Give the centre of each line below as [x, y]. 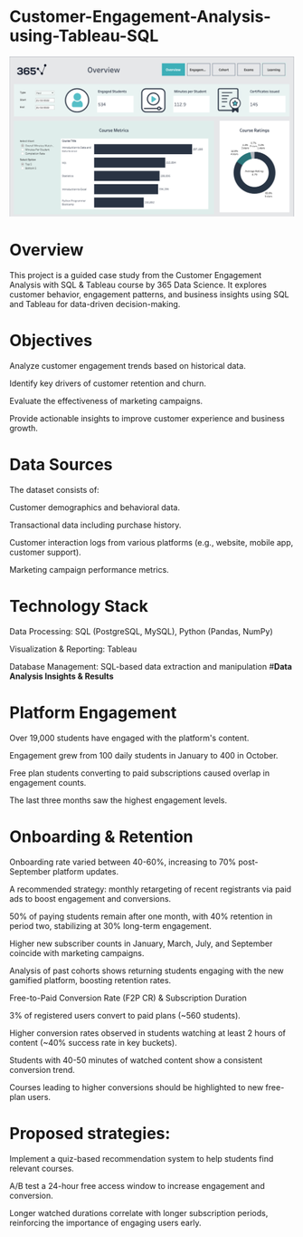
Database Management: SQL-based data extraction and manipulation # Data [151, 666]
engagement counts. [48, 782]
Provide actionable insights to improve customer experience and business [147, 418]
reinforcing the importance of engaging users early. [105, 1223]
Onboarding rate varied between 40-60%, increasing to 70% [123, 862]
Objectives [51, 341]
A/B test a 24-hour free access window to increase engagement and [137, 1185]
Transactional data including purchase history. [95, 525]
